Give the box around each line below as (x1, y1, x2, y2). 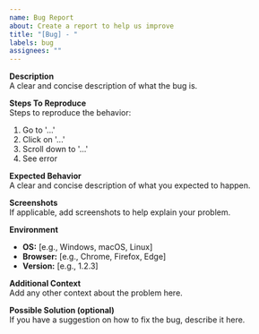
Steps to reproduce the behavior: (9, 107, 132, 118)
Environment (9, 225, 58, 236)
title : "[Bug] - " (9, 30, 78, 39)
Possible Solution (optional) (9, 305, 115, 316)
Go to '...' (22, 124, 56, 135)
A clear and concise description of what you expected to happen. (9, 180, 251, 191)
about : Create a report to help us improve (9, 21, 175, 30)
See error (22, 153, 58, 164)
